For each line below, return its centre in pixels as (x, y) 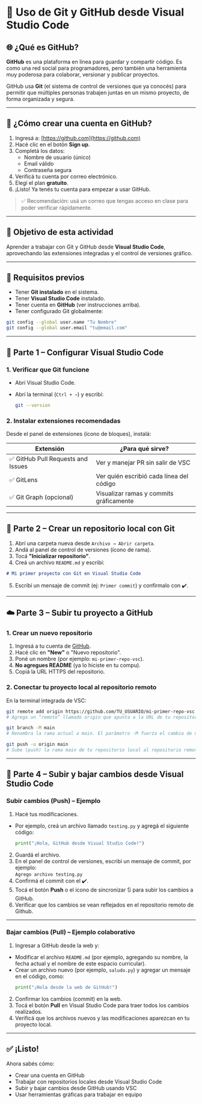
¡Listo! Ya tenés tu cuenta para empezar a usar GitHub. (83, 189)
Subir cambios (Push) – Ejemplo (54, 801)
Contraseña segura (48, 170)
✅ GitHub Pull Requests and (49, 459)
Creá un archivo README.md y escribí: (60, 562)
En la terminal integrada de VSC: (46, 700)
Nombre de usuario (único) (57, 157)
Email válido (39, 163)
